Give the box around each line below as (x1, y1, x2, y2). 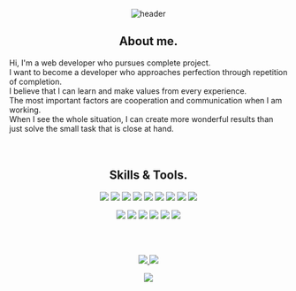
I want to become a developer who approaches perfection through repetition (9, 66, 288, 77)
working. (9, 104, 42, 115)
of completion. (9, 76, 62, 87)
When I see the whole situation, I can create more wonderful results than (9, 113, 274, 124)
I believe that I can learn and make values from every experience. (9, 85, 247, 96)
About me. (118, 34, 178, 49)
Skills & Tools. (109, 168, 188, 183)
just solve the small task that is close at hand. (9, 123, 174, 134)
